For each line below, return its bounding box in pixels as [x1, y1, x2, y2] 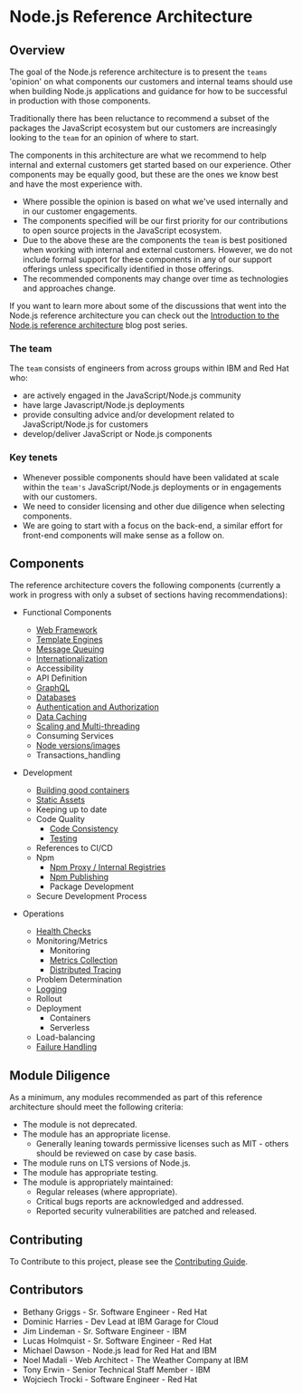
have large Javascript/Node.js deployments [22, 400, 185, 411]
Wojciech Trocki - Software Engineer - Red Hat [22, 1373, 197, 1384]
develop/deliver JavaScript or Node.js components [22, 429, 212, 440]
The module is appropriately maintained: [22, 1176, 174, 1188]
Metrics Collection [49, 954, 118, 966]
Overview [9, 43, 66, 58]
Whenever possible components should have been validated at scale [22, 471, 279, 482]
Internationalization [35, 653, 109, 664]
